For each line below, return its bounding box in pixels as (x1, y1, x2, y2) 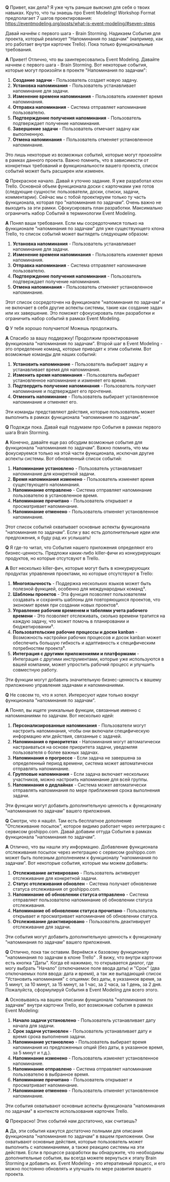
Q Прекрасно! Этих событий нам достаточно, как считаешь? (5, 1118, 138, 1124)
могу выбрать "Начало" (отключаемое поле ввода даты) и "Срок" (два (5, 965, 160, 971)
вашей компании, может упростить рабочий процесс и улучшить (12, 661, 155, 668)
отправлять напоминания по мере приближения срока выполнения (12, 787, 160, 793)
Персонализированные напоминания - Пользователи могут (12, 722, 146, 729)
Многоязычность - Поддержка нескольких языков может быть (12, 581, 151, 586)
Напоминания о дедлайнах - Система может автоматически (12, 782, 147, 787)
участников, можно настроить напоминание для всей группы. (12, 776, 149, 782)
